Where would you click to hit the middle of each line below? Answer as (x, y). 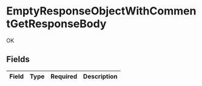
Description (100, 76)
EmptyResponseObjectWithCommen (101, 11)
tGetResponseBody (56, 24)
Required (64, 76)
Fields (18, 59)
